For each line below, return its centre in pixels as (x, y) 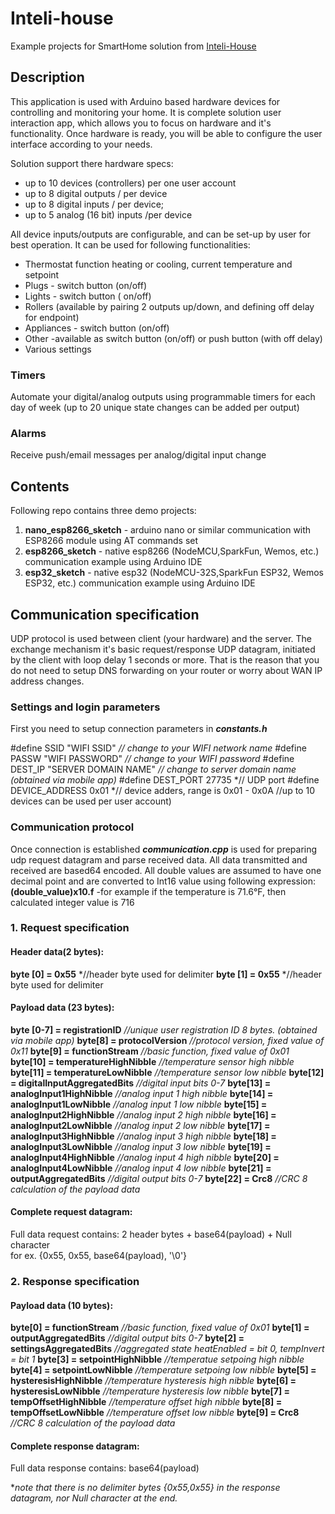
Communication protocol (72, 827)
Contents (40, 486)
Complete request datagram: (71, 1212)
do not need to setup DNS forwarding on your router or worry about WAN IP (166, 670)
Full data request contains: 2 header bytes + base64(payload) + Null (151, 1234)
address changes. (47, 681)
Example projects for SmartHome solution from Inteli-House (133, 46)
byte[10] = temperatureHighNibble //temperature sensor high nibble (152, 1061)
